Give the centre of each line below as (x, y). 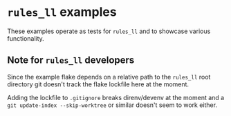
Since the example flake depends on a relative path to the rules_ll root (109, 77)
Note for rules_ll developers (71, 60)
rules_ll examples (62, 12)
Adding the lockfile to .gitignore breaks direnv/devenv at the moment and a (116, 97)
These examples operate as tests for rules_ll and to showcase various (109, 31)
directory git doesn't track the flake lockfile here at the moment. (98, 84)
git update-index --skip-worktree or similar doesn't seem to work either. (112, 105)
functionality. (26, 38)
